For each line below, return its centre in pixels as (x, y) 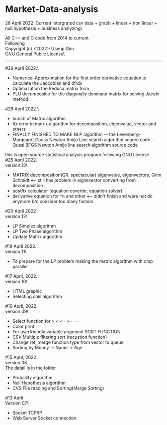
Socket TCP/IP (27, 413)
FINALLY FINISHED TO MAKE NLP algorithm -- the (64, 134)
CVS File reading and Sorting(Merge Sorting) (58, 388)
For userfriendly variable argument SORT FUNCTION (66, 331)
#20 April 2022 (21, 211)
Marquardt (23, 139)
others (19, 129)
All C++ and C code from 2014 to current (47, 38)
